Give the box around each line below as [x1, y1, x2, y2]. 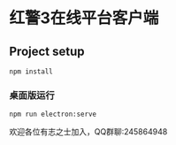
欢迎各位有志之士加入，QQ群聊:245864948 [9, 126, 168, 137]
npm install [9, 67, 53, 76]
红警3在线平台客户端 [9, 8, 159, 28]
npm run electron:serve [9, 110, 97, 119]
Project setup [9, 43, 86, 58]
